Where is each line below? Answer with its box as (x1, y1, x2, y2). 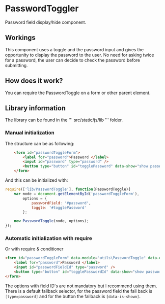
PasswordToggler (5, 3, 79, 14)
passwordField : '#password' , (31, 201, 91, 205)
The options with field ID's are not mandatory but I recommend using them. (5, 283, 157, 289)
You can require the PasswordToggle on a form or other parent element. (5, 90, 151, 96)
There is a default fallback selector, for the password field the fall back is (5, 288, 153, 294)
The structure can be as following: (5, 140, 75, 146)
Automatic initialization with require (5, 235, 92, 241)
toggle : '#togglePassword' (31, 205, 87, 210)
